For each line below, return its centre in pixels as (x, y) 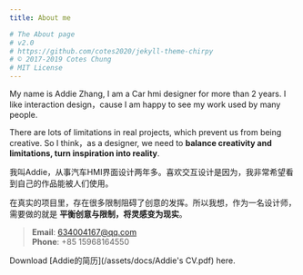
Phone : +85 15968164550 (81, 242)
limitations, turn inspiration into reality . (85, 153)
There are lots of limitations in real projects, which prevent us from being (146, 132)
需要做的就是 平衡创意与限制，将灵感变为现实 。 (98, 214)
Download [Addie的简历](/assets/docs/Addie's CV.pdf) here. (123, 260)
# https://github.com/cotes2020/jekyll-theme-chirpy (111, 51)
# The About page (42, 34)
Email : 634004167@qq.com (84, 232)
